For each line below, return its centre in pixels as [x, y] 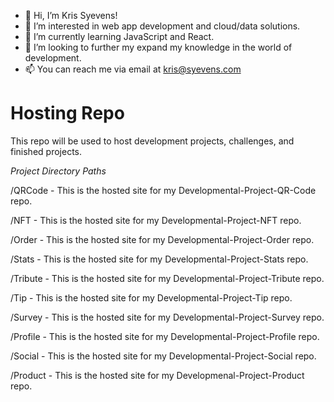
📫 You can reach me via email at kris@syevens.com [133, 69]
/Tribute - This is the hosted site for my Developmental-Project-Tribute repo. [167, 278]
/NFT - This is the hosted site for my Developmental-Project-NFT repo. [156, 220]
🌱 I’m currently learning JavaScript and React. [119, 36]
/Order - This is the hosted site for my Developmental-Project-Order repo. [162, 239]
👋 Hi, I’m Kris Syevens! [71, 15]
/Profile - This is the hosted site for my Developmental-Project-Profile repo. [165, 336]
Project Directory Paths [58, 171]
